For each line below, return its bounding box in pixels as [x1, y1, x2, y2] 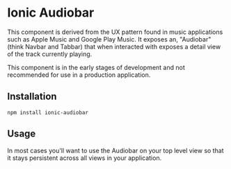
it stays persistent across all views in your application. [7, 154, 162, 162]
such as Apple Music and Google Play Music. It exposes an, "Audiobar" [7, 35, 212, 43]
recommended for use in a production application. [7, 71, 151, 79]
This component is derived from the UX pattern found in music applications [7, 28, 223, 36]
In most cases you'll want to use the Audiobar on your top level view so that [7, 146, 224, 154]
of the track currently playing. [7, 50, 93, 58]
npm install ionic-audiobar [7, 109, 89, 116]
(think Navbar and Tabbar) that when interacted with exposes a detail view [7, 42, 221, 51]
